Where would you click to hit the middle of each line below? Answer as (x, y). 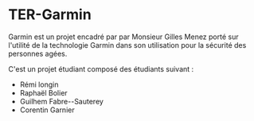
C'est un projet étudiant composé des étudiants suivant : (101, 68)
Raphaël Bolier (43, 92)
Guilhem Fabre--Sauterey (61, 101)
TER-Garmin (50, 15)
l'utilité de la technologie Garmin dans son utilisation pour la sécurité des (127, 45)
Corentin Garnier (47, 110)
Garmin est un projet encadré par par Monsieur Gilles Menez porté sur (123, 37)
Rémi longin (39, 84)
